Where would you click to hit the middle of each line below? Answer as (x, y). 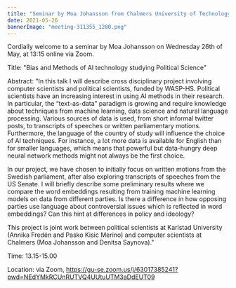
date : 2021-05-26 (33, 20)
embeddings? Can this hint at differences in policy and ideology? (101, 214)
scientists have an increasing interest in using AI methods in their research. (116, 96)
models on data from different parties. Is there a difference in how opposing (117, 199)
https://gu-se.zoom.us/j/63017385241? (122, 270)
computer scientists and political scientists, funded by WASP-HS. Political (113, 89)
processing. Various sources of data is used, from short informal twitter (111, 118)
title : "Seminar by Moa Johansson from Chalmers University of (102, 14)
